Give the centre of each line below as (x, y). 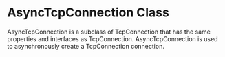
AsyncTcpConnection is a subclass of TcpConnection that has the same (109, 32)
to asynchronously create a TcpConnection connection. (86, 46)
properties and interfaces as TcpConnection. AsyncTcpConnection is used (112, 38)
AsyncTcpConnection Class (88, 13)
